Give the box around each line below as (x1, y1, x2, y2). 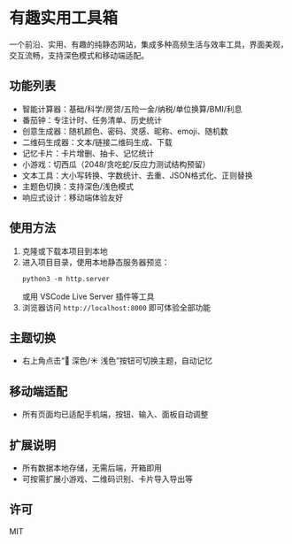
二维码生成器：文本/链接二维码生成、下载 (21, 136, 173, 147)
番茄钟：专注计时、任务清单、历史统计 (21, 114, 162, 125)
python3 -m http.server (21, 274, 111, 283)
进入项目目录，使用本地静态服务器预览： (21, 257, 170, 267)
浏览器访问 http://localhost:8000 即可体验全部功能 (21, 302, 211, 312)
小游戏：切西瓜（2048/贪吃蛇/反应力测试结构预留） (21, 158, 211, 169)
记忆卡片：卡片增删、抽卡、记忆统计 (21, 148, 155, 158)
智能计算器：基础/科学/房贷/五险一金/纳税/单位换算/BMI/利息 (21, 103, 242, 114)
